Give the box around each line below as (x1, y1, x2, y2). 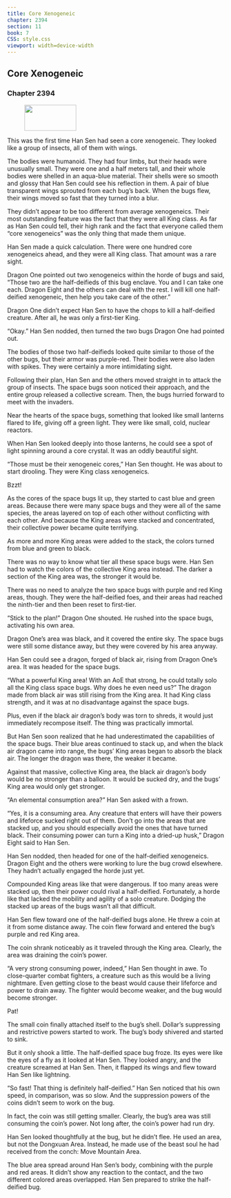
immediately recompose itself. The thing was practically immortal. (7, 718, 194, 727)
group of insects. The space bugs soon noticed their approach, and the (7, 383, 210, 391)
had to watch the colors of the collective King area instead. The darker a (7, 565, 212, 573)
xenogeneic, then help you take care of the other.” (28, 292, 171, 301)
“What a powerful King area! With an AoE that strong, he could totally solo (7, 675, 217, 684)
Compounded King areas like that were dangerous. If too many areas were (7, 879, 219, 888)
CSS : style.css (7, 36, 51, 43)
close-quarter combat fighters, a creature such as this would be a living (7, 971, 210, 980)
